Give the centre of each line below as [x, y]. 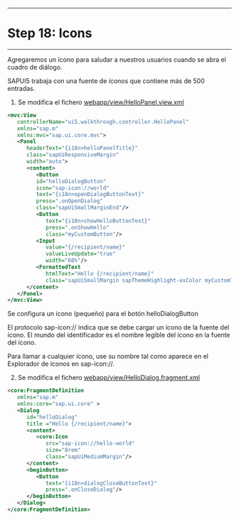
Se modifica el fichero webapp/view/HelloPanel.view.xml [101, 102]
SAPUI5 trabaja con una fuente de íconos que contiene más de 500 [106, 81]
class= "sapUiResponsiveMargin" [73, 155]
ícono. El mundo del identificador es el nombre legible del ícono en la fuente [119, 335]
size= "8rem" [63, 450]
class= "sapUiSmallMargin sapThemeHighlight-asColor [123, 280]
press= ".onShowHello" [78, 227]
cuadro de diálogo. [35, 67]
